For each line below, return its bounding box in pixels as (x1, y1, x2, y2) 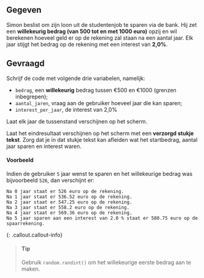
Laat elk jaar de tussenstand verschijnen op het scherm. (6, 117, 148, 125)
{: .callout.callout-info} (6, 231, 63, 238)
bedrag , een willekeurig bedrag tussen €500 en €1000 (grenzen (15, 86, 177, 93)
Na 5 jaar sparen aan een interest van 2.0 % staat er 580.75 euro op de (6, 215, 199, 221)
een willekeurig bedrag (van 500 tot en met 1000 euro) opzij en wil (6, 27, 177, 35)
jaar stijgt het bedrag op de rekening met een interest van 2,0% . (6, 40, 168, 48)
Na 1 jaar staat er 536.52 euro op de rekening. (6, 194, 133, 200)
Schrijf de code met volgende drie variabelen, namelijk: (6, 75, 145, 82)
